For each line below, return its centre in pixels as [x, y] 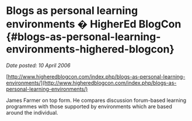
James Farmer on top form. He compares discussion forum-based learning [96, 100]
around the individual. [32, 112]
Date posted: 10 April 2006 [39, 65]
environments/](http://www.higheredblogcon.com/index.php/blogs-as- [91, 83]
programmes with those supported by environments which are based [89, 106]
